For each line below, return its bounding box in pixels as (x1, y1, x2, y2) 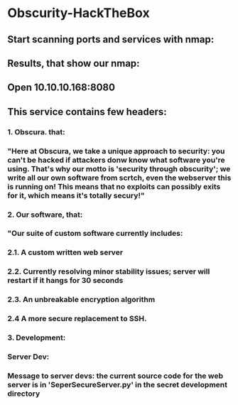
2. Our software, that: (7, 210, 83, 220)
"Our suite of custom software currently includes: (7, 229, 183, 239)
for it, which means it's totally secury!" (7, 190, 145, 200)
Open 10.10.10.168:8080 (7, 82, 116, 94)
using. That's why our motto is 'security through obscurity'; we (7, 163, 231, 173)
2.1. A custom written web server (7, 247, 123, 257)
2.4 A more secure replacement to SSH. (7, 314, 147, 324)
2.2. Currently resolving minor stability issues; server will (7, 266, 210, 276)
